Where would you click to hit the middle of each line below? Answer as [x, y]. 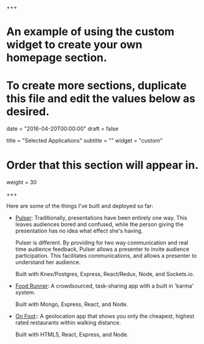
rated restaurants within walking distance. [68, 323]
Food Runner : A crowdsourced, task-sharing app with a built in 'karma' [104, 286]
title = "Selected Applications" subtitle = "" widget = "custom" [85, 141]
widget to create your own [74, 45]
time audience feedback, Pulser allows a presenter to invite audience [102, 249]
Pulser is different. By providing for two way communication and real [102, 243]
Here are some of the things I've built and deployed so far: [80, 206]
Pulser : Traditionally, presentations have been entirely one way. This [101, 218]
